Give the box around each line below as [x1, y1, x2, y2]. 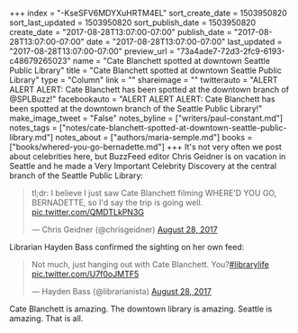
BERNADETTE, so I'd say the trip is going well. [31, 197, 203, 208]
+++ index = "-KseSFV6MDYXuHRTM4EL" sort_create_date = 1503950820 [9, 8, 288, 18]
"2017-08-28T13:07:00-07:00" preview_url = [9, 46, 176, 57]
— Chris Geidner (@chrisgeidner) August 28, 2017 [31, 224, 218, 235]
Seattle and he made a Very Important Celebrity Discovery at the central [9, 161, 277, 171]
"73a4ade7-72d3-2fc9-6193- [176, 46, 285, 57]
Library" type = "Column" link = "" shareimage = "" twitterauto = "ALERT [9, 75, 278, 85]
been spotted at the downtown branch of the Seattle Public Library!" [9, 103, 263, 113]
